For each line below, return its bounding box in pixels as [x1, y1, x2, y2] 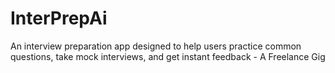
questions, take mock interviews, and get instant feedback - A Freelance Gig [10, 50, 326, 62]
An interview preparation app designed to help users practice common [10, 40, 302, 52]
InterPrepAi [10, 7, 108, 30]
